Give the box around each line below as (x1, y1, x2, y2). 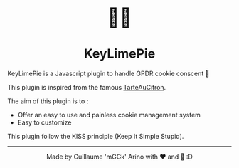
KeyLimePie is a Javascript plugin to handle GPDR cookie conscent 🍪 (7, 69, 210, 78)
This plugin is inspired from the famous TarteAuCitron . (7, 83, 166, 91)
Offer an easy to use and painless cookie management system (17, 110, 201, 119)
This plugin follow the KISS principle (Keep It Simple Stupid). (7, 132, 184, 140)
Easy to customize (17, 118, 72, 127)
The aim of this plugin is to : (7, 97, 89, 105)
